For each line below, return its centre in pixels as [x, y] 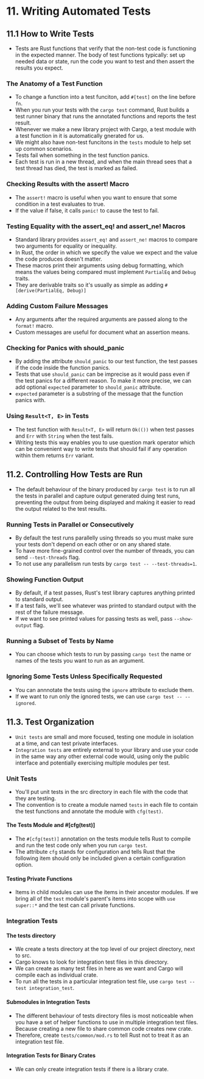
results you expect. [39, 68]
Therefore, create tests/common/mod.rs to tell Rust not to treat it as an [102, 1035]
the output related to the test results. [61, 508]
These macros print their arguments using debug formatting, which [99, 265]
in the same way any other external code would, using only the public [102, 756]
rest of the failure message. [50, 612]
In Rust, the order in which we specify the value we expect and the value [106, 252]
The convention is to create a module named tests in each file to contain [106, 804]
